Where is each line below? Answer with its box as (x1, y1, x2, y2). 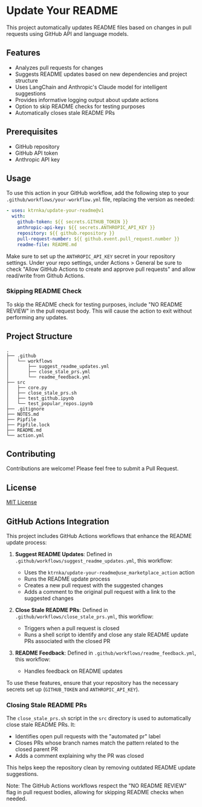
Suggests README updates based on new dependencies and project (15, 70, 187, 78)
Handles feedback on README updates (24, 667, 123, 675)
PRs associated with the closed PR (24, 638, 111, 645)
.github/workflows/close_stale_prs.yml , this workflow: (15, 613, 154, 620)
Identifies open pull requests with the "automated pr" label (15, 733, 161, 740)
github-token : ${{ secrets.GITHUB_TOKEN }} (17, 219, 129, 225)
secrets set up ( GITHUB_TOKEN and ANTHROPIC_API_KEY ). (6, 686, 140, 693)
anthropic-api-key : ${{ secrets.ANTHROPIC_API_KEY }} (17, 225, 155, 231)
